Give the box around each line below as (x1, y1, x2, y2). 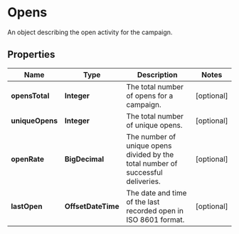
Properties (7, 49, 55, 61)
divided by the (126, 149, 174, 159)
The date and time (126, 188, 187, 198)
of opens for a (126, 91, 174, 101)
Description (137, 69, 178, 79)
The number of (126, 131, 176, 141)
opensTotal (11, 91, 50, 101)
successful (126, 167, 163, 177)
